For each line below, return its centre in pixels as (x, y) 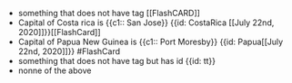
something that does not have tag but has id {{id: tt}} (117, 61)
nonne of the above (55, 70)
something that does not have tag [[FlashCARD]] (109, 13)
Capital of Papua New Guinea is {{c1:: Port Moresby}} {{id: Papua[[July (151, 41)
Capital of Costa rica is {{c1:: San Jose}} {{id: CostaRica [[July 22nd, (146, 23)
